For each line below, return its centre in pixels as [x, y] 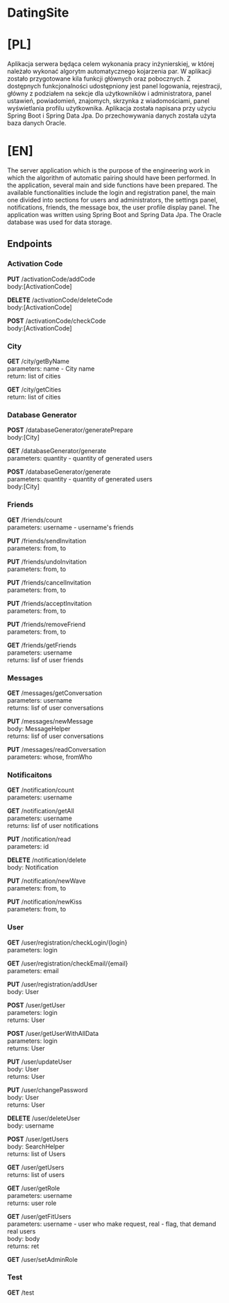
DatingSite [38, 13]
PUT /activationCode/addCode [51, 279]
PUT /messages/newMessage [50, 721]
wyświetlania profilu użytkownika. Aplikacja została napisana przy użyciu [112, 109]
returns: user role [32, 1203]
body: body [24, 1238]
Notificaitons [29, 775]
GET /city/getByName [38, 361]
